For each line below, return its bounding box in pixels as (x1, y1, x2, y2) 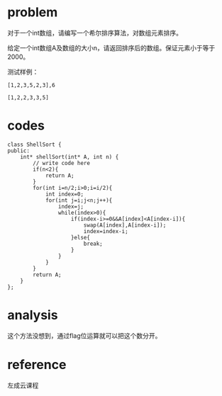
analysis (7, 307, 58, 323)
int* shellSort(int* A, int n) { (20, 153, 119, 160)
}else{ (70, 234, 91, 241)
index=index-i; (83, 227, 129, 234)
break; (83, 240, 103, 247)
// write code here (33, 159, 91, 166)
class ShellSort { (7, 141, 62, 148)
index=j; (57, 203, 84, 210)
